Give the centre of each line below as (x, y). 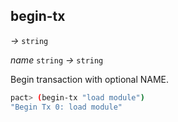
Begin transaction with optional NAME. (90, 79)
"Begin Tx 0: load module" (66, 107)
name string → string (57, 60)
